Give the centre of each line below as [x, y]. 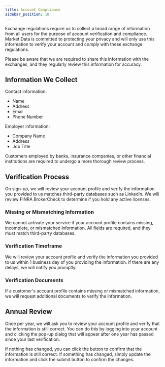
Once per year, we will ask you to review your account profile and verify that [82, 324]
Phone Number [28, 117]
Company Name [29, 136]
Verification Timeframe [34, 246]
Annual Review [29, 312]
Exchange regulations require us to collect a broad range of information [78, 28]
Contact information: [26, 91]
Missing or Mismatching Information [49, 212]
